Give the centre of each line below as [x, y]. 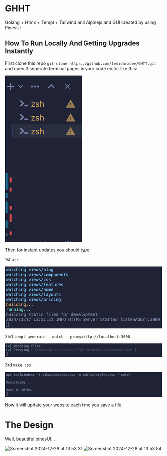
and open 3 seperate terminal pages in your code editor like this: [71, 68]
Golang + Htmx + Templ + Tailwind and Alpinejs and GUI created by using [81, 22]
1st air [12, 259]
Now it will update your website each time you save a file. [64, 405]
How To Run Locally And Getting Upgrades [73, 44]
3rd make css [18, 365]
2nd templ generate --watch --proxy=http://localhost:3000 [68, 336]
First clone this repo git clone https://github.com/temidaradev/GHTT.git [81, 63]
